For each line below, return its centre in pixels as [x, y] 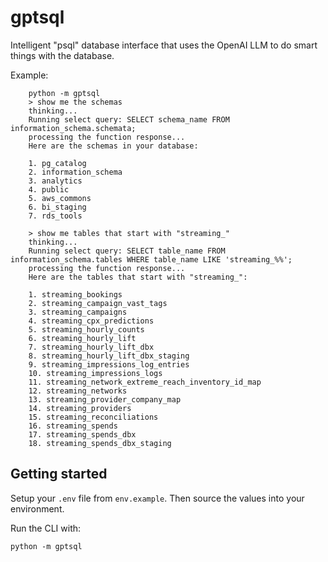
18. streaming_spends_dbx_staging [100, 443]
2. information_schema [75, 172]
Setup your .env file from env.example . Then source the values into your [157, 498]
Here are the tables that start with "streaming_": [138, 277]
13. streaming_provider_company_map [105, 399]
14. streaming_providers [80, 408]
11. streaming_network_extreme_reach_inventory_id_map [145, 382]
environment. [37, 508]
